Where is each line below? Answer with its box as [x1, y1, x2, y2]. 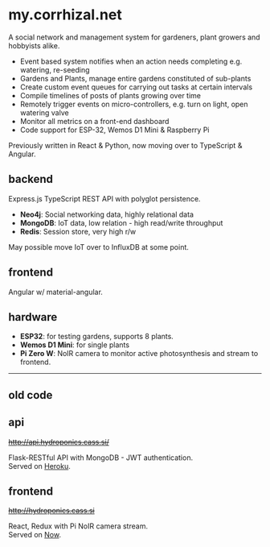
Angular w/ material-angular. [8, 287, 103, 296]
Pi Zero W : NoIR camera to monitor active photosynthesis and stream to [19, 349, 259, 358]
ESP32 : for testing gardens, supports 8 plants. [19, 332, 174, 342]
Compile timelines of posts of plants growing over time [19, 90, 201, 100]
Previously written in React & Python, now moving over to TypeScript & [8, 140, 243, 150]
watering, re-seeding [19, 64, 90, 74]
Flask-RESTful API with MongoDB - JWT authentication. [8, 453, 194, 462]
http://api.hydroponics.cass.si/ [8, 437, 110, 446]
